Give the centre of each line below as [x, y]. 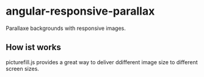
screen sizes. [22, 68]
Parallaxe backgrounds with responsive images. [66, 28]
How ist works [34, 47]
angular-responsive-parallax [80, 11]
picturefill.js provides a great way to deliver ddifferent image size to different [102, 62]
